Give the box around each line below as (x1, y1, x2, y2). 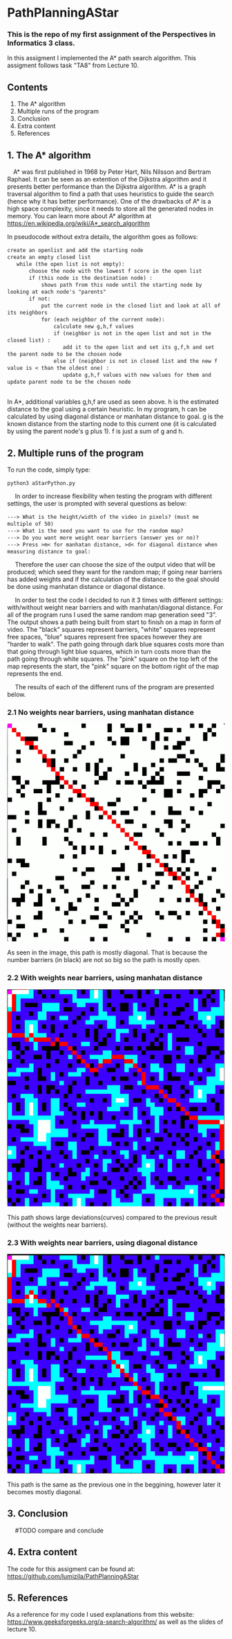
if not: (28, 296, 51, 303)
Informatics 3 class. (7, 38, 76, 48)
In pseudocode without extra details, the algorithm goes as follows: (7, 233, 198, 241)
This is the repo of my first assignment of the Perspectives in (7, 30, 216, 39)
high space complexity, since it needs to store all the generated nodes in (7, 204, 214, 213)
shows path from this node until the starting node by (41, 282, 202, 289)
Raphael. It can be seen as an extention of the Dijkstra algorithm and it (7, 175, 207, 184)
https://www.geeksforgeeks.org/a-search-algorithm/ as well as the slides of (7, 1618, 224, 1626)
